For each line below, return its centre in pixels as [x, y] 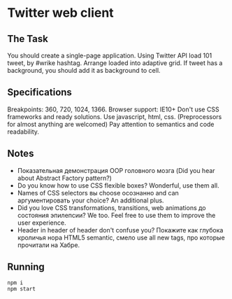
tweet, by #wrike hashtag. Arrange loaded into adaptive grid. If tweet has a [115, 63]
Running [26, 267]
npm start [22, 289]
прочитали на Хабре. [49, 245]
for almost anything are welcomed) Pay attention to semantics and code [111, 124]
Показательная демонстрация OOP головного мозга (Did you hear [116, 170]
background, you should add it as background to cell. [84, 70]
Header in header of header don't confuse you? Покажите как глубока [120, 230]
